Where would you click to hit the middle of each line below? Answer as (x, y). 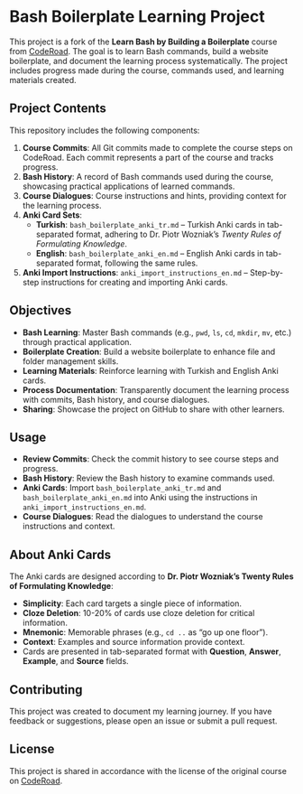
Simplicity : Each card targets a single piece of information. (132, 603)
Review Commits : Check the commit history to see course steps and (151, 459)
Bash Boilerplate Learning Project (137, 17)
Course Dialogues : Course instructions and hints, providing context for (154, 195)
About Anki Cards (60, 554)
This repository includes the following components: (105, 130)
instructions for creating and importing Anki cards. (134, 282)
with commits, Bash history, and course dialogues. (116, 399)
